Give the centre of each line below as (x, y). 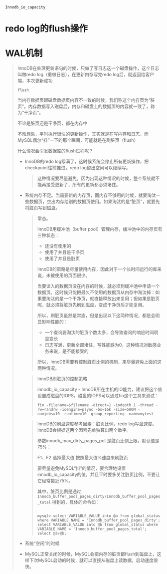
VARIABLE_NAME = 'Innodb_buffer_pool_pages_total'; (92, 529)
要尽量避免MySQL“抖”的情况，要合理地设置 (82, 468)
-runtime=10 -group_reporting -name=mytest (108, 414)
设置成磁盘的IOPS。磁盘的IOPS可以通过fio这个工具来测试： (98, 396)
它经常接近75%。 (55, 481)
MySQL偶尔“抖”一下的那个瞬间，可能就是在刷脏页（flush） (78, 140)
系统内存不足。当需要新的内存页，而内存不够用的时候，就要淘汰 (90, 195)
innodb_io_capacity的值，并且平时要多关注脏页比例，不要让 (99, 475)
